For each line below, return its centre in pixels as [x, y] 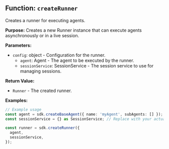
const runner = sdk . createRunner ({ [43, 128]
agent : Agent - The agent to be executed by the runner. [77, 60]
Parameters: [18, 45]
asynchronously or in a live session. [42, 35]
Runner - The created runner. [42, 91]
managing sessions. [41, 71]
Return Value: [20, 81]
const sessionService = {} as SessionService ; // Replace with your [78, 119]
